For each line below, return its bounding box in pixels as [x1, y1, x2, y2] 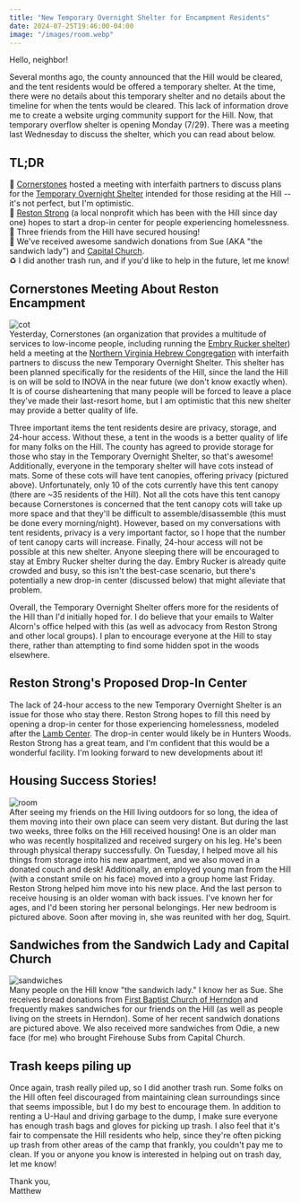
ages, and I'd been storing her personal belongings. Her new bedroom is [9, 901, 278, 912]
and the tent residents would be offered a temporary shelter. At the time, [9, 82, 276, 92]
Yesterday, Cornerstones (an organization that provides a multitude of [9, 329, 267, 339]
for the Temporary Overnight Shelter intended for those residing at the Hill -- [9, 189, 292, 199]
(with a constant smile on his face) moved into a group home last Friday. [9, 873, 275, 884]
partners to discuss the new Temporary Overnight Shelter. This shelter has [9, 357, 285, 368]
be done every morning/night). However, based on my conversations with [9, 518, 281, 528]
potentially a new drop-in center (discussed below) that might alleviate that [9, 575, 287, 585]
